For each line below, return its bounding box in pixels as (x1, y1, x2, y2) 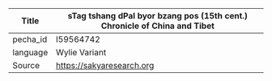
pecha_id (12, 34, 48, 45)
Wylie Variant (55, 47, 107, 58)
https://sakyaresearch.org (55, 60, 155, 71)
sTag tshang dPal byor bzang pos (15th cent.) (67, 10, 249, 21)
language (12, 47, 49, 58)
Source (12, 60, 40, 71)
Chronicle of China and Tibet (100, 20, 215, 31)
